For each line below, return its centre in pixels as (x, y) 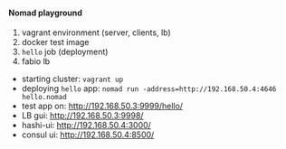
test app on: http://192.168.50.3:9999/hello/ (102, 106)
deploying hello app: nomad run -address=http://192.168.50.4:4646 (149, 88)
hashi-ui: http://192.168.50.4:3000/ (86, 126)
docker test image (55, 42)
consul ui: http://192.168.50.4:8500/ (88, 135)
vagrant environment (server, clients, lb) (96, 33)
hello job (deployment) (65, 52)
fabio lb (36, 61)
